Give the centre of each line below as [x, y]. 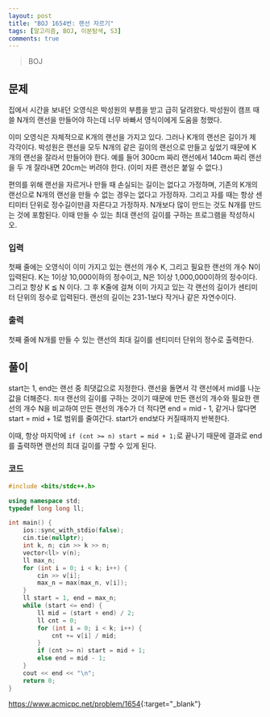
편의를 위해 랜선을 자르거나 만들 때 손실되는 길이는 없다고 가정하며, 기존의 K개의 [133, 185]
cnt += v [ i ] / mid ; [84, 635]
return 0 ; [39, 681]
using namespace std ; [45, 501]
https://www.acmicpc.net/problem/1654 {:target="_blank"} [105, 703]
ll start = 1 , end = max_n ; [70, 598]
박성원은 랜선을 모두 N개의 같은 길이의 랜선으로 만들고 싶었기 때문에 [144, 147]
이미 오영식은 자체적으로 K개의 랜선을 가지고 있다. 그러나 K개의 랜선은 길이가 [128, 137]
